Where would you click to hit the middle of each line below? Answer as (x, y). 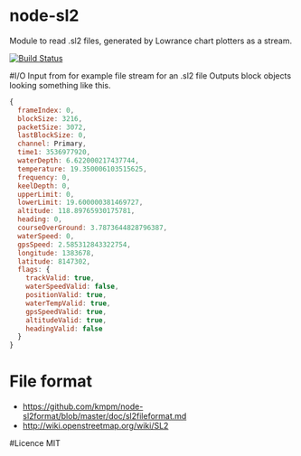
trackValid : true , (60, 278)
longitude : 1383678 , (56, 253)
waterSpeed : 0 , (46, 236)
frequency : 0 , (44, 177)
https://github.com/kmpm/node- (83, 406)
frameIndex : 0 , (46, 110)
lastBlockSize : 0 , (52, 135)
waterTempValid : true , (68, 303)
